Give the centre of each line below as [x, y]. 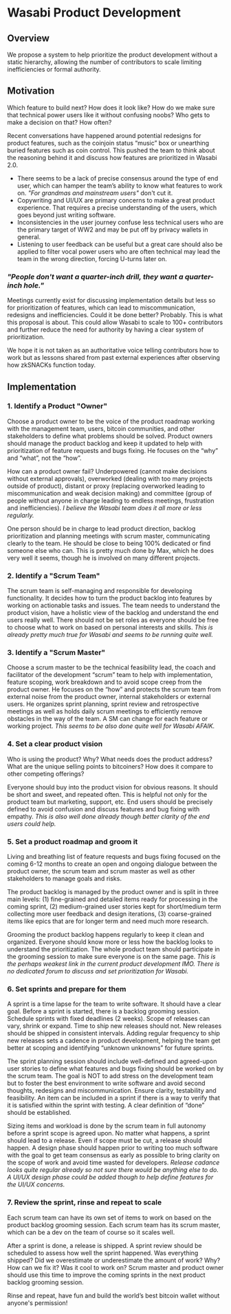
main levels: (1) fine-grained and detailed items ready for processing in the [112, 899]
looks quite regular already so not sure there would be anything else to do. [113, 1170]
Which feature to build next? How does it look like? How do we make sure [111, 108]
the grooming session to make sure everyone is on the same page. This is [111, 956]
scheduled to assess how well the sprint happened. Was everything [103, 1253]
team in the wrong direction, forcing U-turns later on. [92, 259]
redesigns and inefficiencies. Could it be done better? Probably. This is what [115, 315]
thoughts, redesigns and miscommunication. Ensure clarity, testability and [112, 1091]
